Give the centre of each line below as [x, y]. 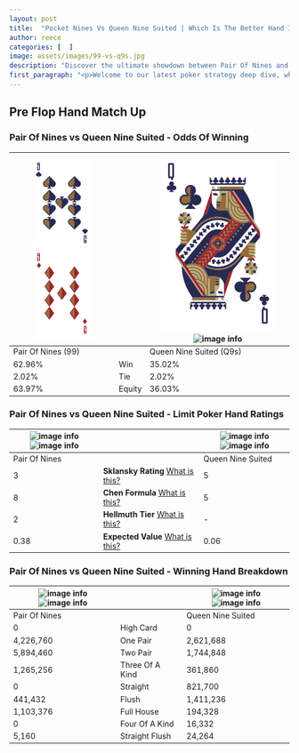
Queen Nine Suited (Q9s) [196, 352]
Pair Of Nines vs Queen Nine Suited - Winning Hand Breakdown [149, 572]
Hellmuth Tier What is [144, 515]
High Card [138, 628]
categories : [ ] [41, 47]
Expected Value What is [148, 536]
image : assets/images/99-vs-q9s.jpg [77, 56]
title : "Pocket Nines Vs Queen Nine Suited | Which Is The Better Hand [147, 28]
